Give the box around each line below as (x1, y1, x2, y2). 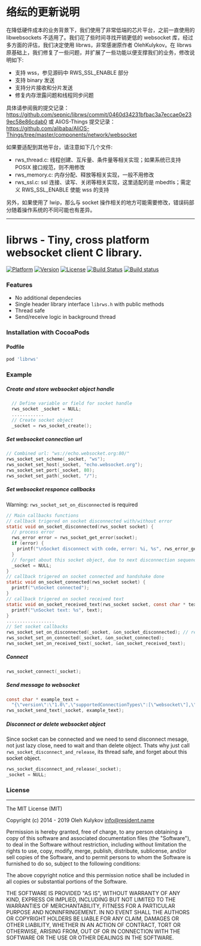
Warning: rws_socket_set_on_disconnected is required (6, 501, 138, 508)
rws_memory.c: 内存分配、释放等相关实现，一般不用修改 (14, 171, 154, 178)
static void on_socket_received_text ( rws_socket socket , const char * (6, 601, 186, 607)
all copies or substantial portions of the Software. (6, 878, 127, 886)
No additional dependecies (14, 294, 82, 302)
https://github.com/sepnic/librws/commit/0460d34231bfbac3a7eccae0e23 (6, 111, 192, 118)
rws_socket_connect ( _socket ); (6, 668, 82, 674)
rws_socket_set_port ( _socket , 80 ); (6, 467, 95, 473)
